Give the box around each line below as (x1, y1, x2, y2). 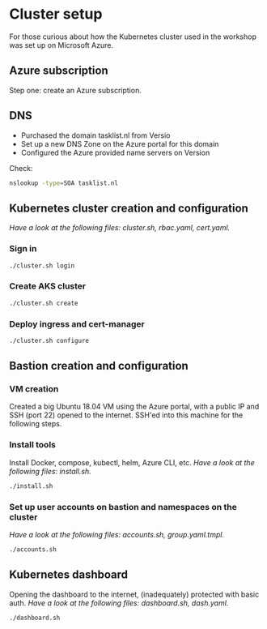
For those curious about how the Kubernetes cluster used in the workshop (9, 32, 257, 41)
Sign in (9, 243, 37, 255)
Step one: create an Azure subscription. (9, 85, 142, 95)
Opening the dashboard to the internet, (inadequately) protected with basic (9, 589, 260, 599)
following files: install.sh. (9, 466, 91, 476)
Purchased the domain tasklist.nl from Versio (20, 131, 171, 140)
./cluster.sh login (9, 261, 75, 270)
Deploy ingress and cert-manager (9, 318, 145, 329)
